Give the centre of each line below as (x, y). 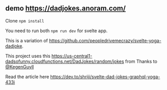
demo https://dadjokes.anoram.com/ (66, 8)
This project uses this (28, 56)
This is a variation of (27, 40)
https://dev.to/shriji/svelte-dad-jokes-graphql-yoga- (105, 77)
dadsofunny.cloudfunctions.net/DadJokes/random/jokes (65, 61)
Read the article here (27, 77)
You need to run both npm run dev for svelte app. (56, 31)
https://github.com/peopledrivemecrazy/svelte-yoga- (105, 40)
